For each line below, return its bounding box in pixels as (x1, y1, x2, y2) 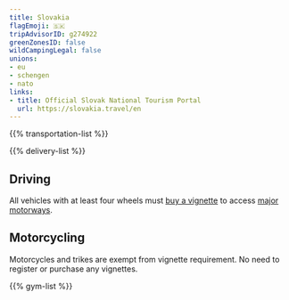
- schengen (9, 71, 50, 80)
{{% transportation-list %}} (9, 128, 109, 139)
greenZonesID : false (9, 37, 87, 47)
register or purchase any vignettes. (9, 264, 138, 274)
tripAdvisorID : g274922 (9, 29, 98, 38)
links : (9, 87, 34, 96)
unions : (9, 54, 38, 63)
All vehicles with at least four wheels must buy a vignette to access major (9, 195, 279, 206)
